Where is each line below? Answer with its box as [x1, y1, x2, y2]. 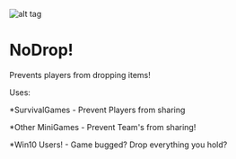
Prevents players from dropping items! [9, 69, 151, 80]
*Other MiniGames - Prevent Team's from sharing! [9, 121, 197, 132]
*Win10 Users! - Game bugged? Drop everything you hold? [9, 139, 228, 150]
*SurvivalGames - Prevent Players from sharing [9, 104, 186, 115]
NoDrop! [9, 40, 74, 60]
